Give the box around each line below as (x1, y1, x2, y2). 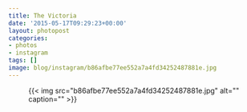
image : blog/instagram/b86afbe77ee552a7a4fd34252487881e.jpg (8, 64, 217, 72)
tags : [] (8, 57, 38, 65)
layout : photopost (8, 26, 70, 34)
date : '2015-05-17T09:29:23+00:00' (8, 19, 128, 27)
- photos (8, 42, 38, 50)
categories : (8, 34, 48, 42)
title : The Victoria (8, 11, 78, 20)
